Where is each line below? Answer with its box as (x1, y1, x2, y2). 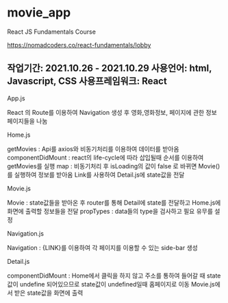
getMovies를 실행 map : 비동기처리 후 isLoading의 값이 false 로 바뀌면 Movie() (7, 161, 220, 170)
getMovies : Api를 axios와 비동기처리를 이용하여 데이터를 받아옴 (7, 144, 179, 153)
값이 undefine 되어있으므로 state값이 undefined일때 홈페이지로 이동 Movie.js (7, 280, 215, 288)
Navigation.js (7, 229, 45, 238)
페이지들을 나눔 (7, 117, 48, 125)
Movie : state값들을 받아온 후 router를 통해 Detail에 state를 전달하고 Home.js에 (7, 198, 221, 207)
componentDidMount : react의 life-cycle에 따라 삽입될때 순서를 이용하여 (7, 153, 204, 161)
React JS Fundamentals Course (7, 27, 96, 36)
